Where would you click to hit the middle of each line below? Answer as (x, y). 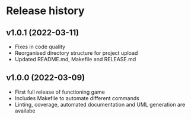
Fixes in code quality (40, 47)
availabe (25, 111)
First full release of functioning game (60, 92)
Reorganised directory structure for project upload (76, 53)
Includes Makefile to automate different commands (77, 98)
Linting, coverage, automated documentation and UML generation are (100, 104)
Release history (45, 11)
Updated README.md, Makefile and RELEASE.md (75, 59)
